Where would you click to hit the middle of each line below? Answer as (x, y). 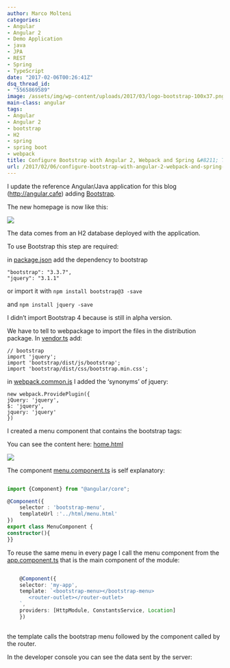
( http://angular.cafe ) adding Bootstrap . (62, 194)
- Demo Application (35, 39)
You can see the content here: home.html (65, 444)
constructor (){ (29, 533)
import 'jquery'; (32, 357)
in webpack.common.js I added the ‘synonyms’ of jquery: (88, 381)
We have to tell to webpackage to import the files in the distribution (102, 331)
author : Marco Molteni (39, 13)
